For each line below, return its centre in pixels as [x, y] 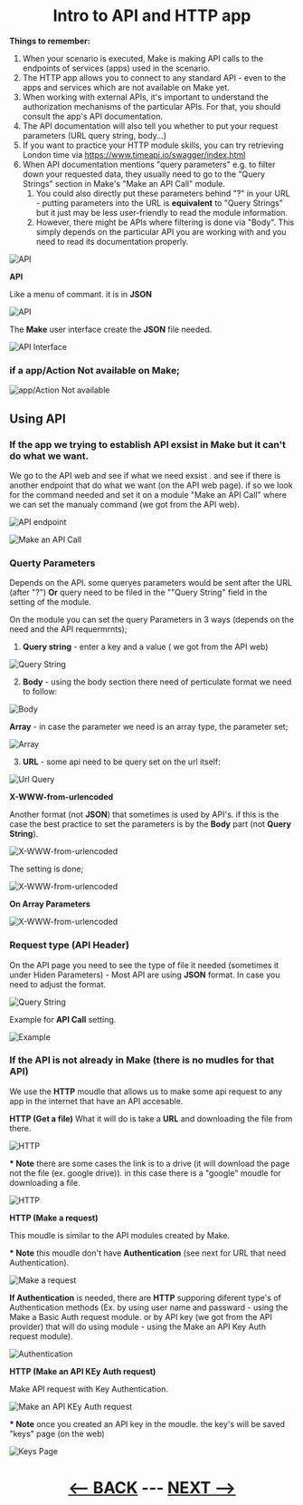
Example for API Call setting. [63, 1019]
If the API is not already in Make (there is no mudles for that [142, 1060]
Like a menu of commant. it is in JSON [80, 294]
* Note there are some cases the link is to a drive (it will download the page [150, 1163]
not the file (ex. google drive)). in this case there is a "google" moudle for [146, 1173]
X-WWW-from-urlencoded [62, 797]
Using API [38, 418]
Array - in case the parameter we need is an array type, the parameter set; [149, 727]
